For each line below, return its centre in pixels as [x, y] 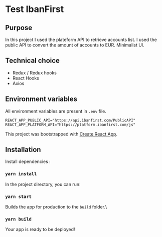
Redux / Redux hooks [34, 72]
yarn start [18, 196]
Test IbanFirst [35, 9]
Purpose [19, 28]
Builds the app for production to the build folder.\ [56, 207]
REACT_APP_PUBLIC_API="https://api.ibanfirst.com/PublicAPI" [70, 120]
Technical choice [33, 61]
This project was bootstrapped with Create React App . [61, 134]
